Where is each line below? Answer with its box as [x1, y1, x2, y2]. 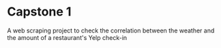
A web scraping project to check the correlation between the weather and [7, 26, 215, 34]
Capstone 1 [7, 4, 72, 20]
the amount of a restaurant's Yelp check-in [7, 33, 128, 41]
